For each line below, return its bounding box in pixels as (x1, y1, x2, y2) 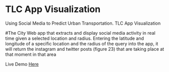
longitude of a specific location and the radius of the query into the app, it (5, 40, 158, 46)
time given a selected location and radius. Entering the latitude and (5, 35, 144, 41)
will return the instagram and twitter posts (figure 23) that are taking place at (5, 46, 164, 52)
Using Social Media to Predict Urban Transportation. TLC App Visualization (5, 20, 161, 26)
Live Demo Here (5, 61, 39, 67)
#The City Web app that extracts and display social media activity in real (5, 30, 155, 36)
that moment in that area (5, 51, 57, 57)
